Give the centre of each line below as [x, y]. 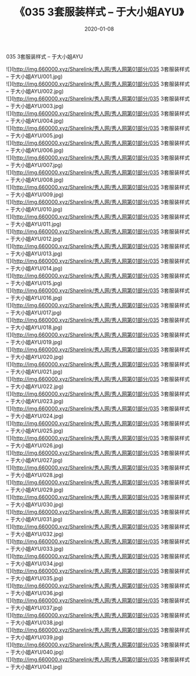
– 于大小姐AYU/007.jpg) [35, 165]
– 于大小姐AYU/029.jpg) [35, 489]
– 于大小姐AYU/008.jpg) [35, 179]
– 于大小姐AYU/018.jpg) [35, 327]
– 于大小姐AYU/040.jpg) [35, 652]
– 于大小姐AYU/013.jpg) [35, 253]
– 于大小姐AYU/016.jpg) [35, 298]
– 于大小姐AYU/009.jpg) [35, 194]
